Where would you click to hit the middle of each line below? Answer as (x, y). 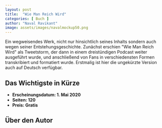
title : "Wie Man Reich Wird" (36, 14)
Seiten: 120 (24, 100)
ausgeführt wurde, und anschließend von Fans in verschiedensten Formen (80, 57)
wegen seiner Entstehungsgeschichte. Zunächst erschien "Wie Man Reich (79, 47)
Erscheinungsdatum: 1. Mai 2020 (46, 95)
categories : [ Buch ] (27, 19)
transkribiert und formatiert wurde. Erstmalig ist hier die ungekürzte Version (81, 63)
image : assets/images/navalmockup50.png (47, 28)
